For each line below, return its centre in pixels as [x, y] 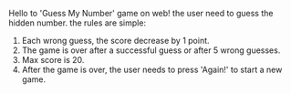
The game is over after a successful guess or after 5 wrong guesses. [151, 50]
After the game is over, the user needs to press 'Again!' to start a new [152, 69]
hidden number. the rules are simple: [78, 23]
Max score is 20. [53, 60]
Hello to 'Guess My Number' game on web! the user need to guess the [141, 13]
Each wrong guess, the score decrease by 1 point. [116, 41]
